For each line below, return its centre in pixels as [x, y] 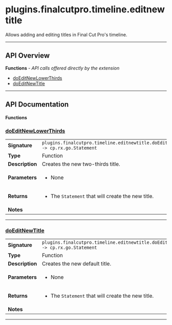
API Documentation [37, 105]
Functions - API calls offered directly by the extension [62, 68]
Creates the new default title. [77, 264]
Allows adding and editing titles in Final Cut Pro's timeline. [66, 34]
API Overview [28, 56]
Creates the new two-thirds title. [81, 164]
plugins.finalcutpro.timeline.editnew [85, 10]
